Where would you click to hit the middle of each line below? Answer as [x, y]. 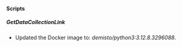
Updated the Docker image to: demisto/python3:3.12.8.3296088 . [96, 37]
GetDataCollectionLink [36, 22]
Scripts [16, 8]
